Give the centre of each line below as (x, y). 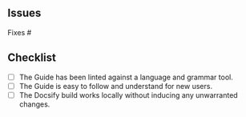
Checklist (32, 58)
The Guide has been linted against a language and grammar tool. (126, 77)
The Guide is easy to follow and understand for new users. (116, 86)
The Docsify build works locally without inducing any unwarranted (128, 95)
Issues (24, 13)
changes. (34, 104)
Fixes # (20, 32)
